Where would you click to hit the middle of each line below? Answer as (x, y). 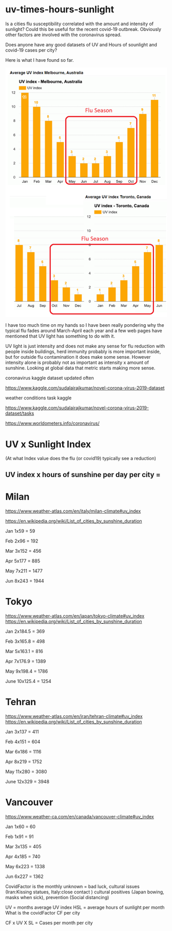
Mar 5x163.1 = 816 (24, 651)
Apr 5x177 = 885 (23, 561)
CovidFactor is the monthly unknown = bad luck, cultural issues (72, 886)
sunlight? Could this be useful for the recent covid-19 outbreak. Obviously (83, 29)
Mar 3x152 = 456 (23, 551)
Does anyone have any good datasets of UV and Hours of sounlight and (81, 44)
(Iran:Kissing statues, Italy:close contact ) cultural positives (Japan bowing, (85, 892)
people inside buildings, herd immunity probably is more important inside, (83, 352)
